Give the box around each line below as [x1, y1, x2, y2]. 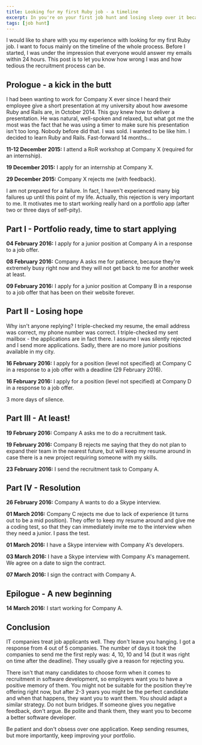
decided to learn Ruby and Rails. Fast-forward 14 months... [6, 134, 151, 142]
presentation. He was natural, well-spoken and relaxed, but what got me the [6, 115, 194, 122]
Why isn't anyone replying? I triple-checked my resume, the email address [6, 322, 191, 329]
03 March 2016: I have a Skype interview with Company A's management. [6, 553, 191, 561]
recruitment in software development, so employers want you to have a [6, 676, 183, 683]
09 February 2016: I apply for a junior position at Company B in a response [6, 283, 192, 289]
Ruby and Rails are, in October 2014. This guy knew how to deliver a [6, 108, 175, 116]
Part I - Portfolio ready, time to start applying [6, 224, 177, 234]
